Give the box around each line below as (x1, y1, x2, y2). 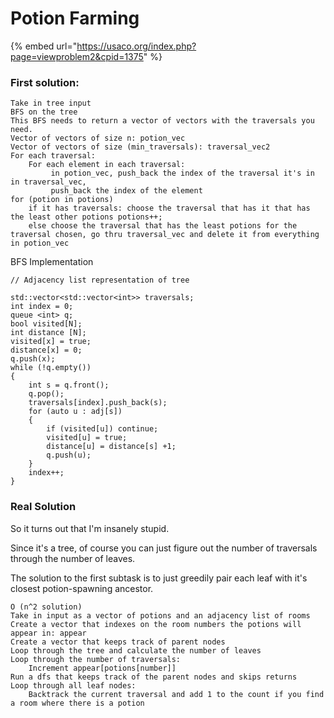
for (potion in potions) (10, 195, 114, 205)
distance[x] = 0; (10, 345, 83, 356)
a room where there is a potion (10, 698, 145, 708)
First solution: (10, 75, 80, 89)
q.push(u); (46, 450, 92, 461)
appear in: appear (10, 628, 87, 638)
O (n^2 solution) (10, 602, 83, 612)
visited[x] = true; (10, 337, 92, 347)
